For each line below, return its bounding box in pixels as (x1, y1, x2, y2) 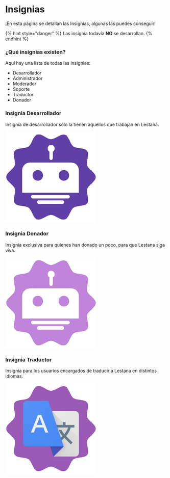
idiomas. (5, 373, 23, 379)
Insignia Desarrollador (5, 110, 62, 117)
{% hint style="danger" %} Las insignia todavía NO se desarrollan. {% (5, 30, 153, 36)
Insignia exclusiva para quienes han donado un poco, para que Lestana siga (5, 242, 165, 248)
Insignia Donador (5, 230, 49, 237)
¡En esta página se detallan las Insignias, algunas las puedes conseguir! (5, 20, 156, 26)
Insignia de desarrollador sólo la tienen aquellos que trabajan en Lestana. (5, 121, 159, 127)
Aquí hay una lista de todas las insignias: (5, 60, 91, 66)
